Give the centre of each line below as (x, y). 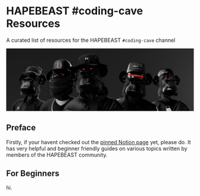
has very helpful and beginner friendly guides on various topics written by (97, 148)
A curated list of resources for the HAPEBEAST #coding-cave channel (91, 40)
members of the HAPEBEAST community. (57, 155)
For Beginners (33, 173)
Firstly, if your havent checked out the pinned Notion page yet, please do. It (99, 142)
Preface (21, 128)
